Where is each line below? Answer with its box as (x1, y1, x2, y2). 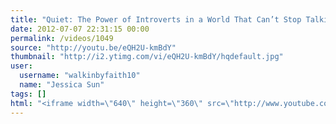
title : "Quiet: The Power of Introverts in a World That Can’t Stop (10, 14, 302, 25)
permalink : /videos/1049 (10, 33, 114, 43)
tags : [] (10, 89, 47, 99)
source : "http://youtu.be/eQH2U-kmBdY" (10, 42, 177, 53)
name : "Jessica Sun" (19, 80, 105, 90)
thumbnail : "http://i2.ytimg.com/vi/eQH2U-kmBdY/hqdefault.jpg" (10, 52, 284, 62)
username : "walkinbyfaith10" (19, 71, 141, 81)
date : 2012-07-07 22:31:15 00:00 (10, 24, 150, 34)
